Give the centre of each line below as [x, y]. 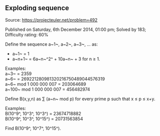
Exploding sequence [37, 8]
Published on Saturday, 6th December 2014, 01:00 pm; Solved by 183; [76, 29]
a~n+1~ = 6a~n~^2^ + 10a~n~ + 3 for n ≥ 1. [56, 59]
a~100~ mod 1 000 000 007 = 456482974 [48, 89]
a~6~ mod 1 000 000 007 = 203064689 [46, 84]
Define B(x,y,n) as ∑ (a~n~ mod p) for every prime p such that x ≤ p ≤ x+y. [80, 99]
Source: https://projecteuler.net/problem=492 [51, 20]
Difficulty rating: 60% [27, 34]
